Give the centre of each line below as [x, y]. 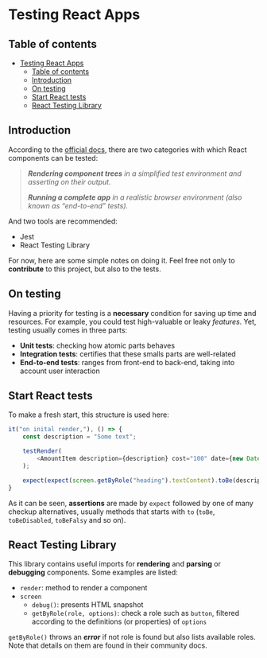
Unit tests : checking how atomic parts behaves [97, 345]
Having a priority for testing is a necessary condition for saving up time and [132, 313]
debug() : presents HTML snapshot [87, 605]
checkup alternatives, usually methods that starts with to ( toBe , [112, 512]
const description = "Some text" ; [79, 437]
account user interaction [60, 371]
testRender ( [42, 451]
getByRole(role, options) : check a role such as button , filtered [135, 613]
